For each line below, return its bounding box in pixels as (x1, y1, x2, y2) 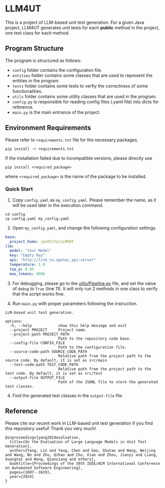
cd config (5, 212, 26, 217)
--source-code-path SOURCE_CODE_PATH (9, 349, 87, 354)
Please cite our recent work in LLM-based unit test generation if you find (5, 420, 153, 426)
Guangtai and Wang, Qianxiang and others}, (5, 457, 96, 462)
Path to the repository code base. (58, 336, 132, 341)
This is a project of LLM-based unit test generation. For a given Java (5, 19, 144, 25)
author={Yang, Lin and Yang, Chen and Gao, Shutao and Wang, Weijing (9, 448, 156, 453)
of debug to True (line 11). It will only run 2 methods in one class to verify (12, 286, 158, 292)
